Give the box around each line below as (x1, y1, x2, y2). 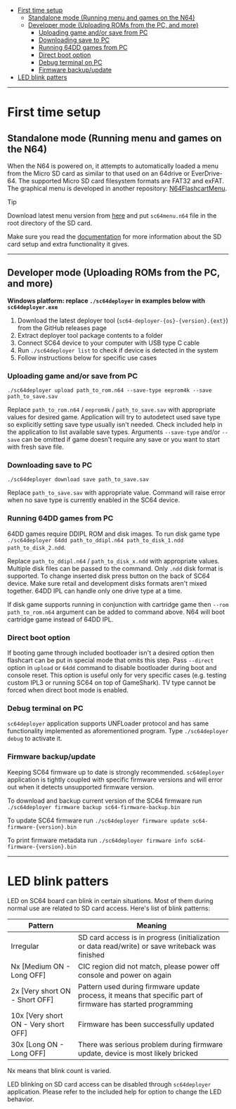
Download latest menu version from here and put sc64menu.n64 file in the (7, 211, 217, 220)
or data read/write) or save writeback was (78, 941, 216, 951)
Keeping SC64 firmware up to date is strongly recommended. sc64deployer (7, 768, 225, 776)
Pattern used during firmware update (78, 981, 200, 991)
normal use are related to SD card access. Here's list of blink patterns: (7, 904, 211, 912)
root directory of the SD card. (7, 219, 93, 227)
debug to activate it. (7, 734, 63, 743)
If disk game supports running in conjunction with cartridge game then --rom (7, 600, 229, 608)
